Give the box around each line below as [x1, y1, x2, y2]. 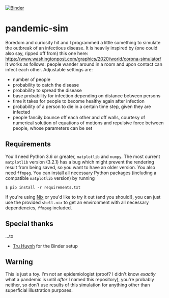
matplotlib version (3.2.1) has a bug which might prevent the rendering [5, 158, 154, 165]
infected [12, 109, 31, 115]
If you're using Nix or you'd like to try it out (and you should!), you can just [5, 194, 161, 200]
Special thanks [5, 220, 53, 228]
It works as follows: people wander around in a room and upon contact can [5, 61, 163, 67]
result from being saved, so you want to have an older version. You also [5, 164, 155, 170]
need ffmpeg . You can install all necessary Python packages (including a [5, 170, 157, 176]
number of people [12, 76, 51, 83]
